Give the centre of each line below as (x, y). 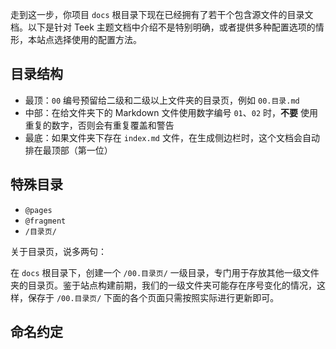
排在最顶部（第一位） (68, 150)
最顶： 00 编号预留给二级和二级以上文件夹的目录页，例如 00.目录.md (162, 100)
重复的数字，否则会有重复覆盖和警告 (99, 125)
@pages (38, 210)
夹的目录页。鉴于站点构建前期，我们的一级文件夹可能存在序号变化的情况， (163, 285)
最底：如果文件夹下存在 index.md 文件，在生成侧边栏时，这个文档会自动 (172, 137)
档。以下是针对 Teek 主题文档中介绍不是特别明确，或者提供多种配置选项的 (163, 27)
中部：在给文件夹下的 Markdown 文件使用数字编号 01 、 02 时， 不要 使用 (171, 112)
